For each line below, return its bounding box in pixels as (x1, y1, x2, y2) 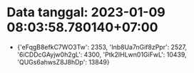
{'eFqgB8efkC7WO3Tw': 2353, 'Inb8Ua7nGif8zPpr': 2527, (16, 43, 187, 51)
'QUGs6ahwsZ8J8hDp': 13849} (16, 57, 110, 66)
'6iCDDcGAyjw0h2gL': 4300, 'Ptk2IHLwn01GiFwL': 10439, (16, 50, 187, 59)
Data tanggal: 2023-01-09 (6, 4, 165, 21)
